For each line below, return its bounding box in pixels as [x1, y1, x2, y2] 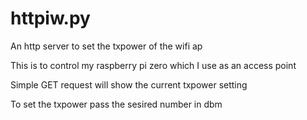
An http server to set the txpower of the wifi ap [10, 40, 203, 52]
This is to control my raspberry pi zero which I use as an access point [10, 59, 297, 71]
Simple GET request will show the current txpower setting [10, 78, 248, 91]
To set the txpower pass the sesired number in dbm [10, 98, 223, 110]
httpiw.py [10, 7, 91, 30]
